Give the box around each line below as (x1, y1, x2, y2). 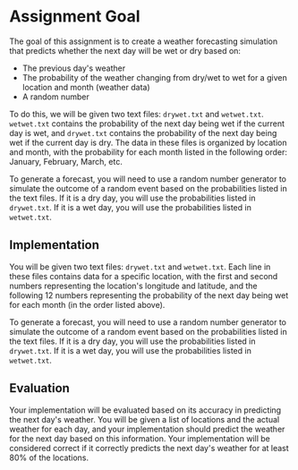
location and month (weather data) (21, 81, 150, 92)
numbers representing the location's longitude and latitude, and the (9, 280, 258, 291)
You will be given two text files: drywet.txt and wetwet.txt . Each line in (9, 261, 271, 272)
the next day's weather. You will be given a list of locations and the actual (9, 414, 280, 424)
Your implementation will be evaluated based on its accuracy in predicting (9, 405, 282, 415)
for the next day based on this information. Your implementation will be (9, 432, 270, 444)
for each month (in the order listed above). (9, 299, 166, 310)
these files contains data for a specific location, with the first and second (9, 270, 278, 281)
